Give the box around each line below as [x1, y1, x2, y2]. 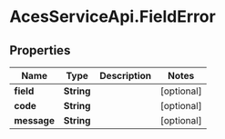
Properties [9, 43, 71, 58]
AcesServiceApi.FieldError [9, 6, 216, 27]
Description [99, 70, 152, 82]
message [14, 114, 55, 126]
